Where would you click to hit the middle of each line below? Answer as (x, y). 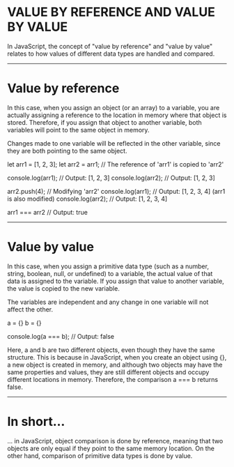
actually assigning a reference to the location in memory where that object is (117, 115)
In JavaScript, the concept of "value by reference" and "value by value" (110, 46)
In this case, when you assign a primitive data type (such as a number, (108, 266)
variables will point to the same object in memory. (78, 130)
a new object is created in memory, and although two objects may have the (115, 365)
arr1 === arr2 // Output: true (48, 212)
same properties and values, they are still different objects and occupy (108, 372)
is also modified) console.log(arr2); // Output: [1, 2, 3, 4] (87, 199)
